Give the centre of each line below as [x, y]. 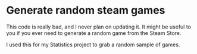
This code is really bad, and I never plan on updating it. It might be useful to [99, 27]
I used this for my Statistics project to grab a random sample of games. [93, 45]
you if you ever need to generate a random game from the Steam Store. [94, 33]
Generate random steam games [86, 10]
